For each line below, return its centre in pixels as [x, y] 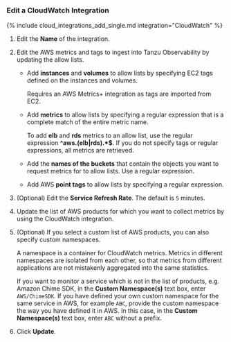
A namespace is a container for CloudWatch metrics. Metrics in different [119, 253]
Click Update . [36, 332]
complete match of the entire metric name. [88, 122]
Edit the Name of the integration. [63, 39]
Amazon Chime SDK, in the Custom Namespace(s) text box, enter [111, 289]
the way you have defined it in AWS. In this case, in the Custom [107, 311]
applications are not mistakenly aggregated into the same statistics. [112, 268]
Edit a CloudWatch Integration [58, 10]
